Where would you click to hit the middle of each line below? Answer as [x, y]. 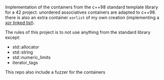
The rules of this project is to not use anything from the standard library [78, 32]
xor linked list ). [20, 23]
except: [13, 37]
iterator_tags [25, 63]
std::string [22, 52]
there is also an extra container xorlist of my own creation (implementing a [82, 17]
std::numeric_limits [31, 57]
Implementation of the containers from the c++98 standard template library [82, 7]
